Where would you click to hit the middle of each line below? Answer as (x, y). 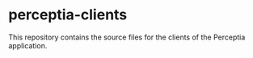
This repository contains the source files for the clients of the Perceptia (127, 37)
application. (28, 45)
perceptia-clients (68, 15)
